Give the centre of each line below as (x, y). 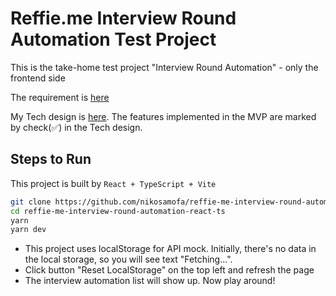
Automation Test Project (113, 39)
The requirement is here (60, 97)
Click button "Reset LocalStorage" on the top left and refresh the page (169, 270)
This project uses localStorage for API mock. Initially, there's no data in (170, 249)
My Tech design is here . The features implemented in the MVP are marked (163, 116)
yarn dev (28, 230)
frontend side (38, 78)
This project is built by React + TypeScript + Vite (113, 183)
